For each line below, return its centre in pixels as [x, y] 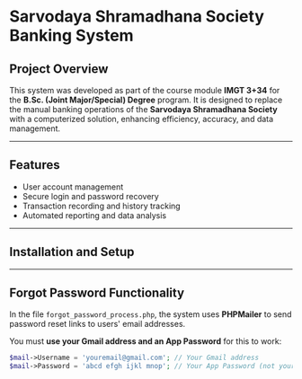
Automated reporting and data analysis [94, 215]
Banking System [71, 35]
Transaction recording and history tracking [102, 206]
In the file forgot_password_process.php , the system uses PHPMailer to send [151, 314]
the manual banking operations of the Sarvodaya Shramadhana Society [143, 109]
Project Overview [59, 69]
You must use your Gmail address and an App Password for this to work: [146, 341]
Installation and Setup [72, 252]
